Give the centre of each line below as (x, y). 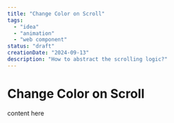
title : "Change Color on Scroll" (56, 14)
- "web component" (41, 40)
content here (26, 113)
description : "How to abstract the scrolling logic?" (88, 59)
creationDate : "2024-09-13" (48, 53)
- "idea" (26, 27)
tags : (15, 20)
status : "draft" (31, 46)
